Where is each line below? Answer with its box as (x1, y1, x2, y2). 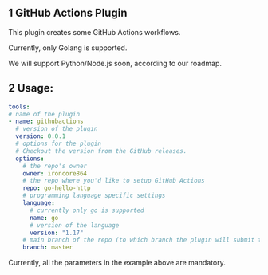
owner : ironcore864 (22, 169, 88, 178)
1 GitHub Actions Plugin (8, 6, 128, 20)
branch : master (22, 243, 73, 252)
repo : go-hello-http (22, 184, 91, 192)
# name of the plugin (8, 110, 81, 118)
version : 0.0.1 (15, 132, 66, 140)
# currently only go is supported (29, 206, 145, 214)
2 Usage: (8, 81, 54, 95)
